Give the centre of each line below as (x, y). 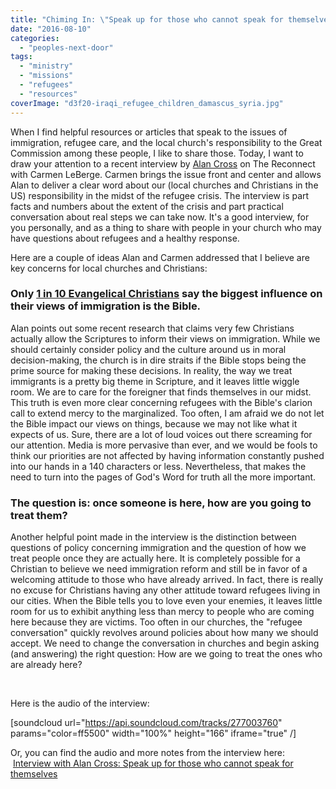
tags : (21, 57)
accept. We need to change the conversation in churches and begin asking (165, 643)
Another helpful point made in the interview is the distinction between (153, 537)
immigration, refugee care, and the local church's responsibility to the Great (166, 142)
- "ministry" (46, 66)
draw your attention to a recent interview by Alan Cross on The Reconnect (163, 163)
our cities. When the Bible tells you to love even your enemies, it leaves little (166, 601)
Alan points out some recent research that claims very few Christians (152, 328)
